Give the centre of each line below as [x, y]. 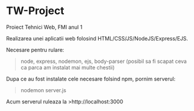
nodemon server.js [43, 90]
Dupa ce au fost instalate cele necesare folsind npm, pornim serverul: [91, 79]
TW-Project [35, 11]
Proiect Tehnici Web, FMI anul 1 [44, 27]
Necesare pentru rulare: [35, 50]
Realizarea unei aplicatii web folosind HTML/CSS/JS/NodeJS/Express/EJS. [97, 38]
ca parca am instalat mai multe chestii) [68, 67]
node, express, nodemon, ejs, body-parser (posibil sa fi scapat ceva [104, 61]
